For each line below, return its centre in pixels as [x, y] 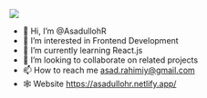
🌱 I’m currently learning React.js [83, 50]
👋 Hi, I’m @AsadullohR [64, 31]
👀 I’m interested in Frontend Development [101, 40]
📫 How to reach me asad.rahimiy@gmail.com [109, 70]
